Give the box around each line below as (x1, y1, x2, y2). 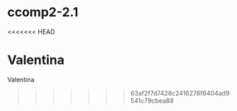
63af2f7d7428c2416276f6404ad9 (130, 89, 230, 97)
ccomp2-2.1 (7, 4, 79, 20)
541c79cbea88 (130, 96, 174, 105)
